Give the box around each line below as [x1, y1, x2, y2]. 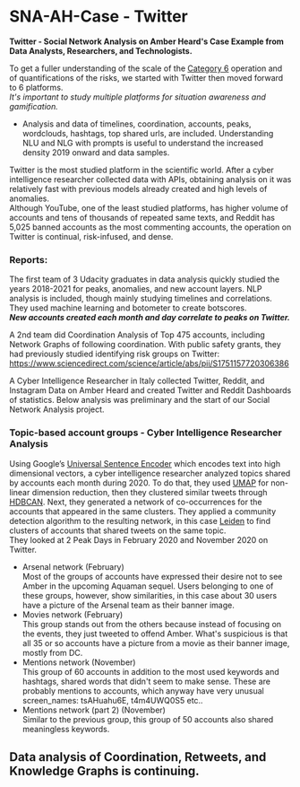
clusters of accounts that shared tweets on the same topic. [9, 525, 227, 536]
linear [9, 486, 30, 497]
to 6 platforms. [9, 82, 64, 92]
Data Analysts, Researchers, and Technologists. [9, 45, 193, 56]
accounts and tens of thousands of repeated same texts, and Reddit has [9, 212, 276, 223]
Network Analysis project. [9, 404, 105, 415]
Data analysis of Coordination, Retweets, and [9, 749, 267, 765]
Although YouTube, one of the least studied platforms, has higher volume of [9, 202, 288, 213]
